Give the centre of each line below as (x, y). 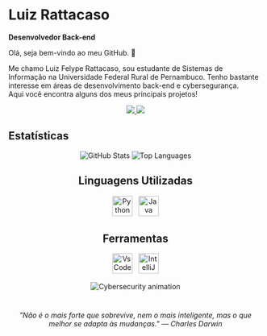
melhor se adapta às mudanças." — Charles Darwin (136, 323)
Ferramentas (136, 238)
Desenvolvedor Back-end (52, 37)
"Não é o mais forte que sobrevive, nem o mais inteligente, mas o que (136, 315)
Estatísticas (39, 136)
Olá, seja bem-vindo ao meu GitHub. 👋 (72, 52)
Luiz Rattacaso (59, 15)
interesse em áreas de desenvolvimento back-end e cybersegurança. (124, 85)
